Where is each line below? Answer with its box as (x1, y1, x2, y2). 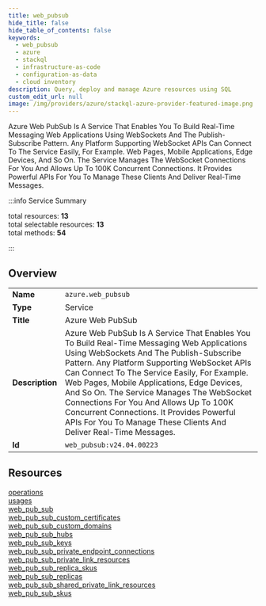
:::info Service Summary (8, 196, 87, 206)
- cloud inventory (15, 78, 77, 86)
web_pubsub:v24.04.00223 (64, 440, 158, 449)
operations (8, 487, 44, 497)
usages (8, 496, 32, 505)
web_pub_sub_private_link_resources (8, 555, 131, 564)
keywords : (8, 33, 41, 42)
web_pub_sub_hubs (8, 529, 74, 539)
